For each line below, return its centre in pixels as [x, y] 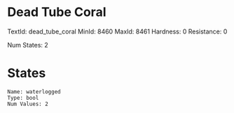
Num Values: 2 [28, 104]
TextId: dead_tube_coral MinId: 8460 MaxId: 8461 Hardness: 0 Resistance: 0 [117, 31]
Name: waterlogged [34, 91]
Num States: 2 [28, 45]
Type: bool [23, 98]
